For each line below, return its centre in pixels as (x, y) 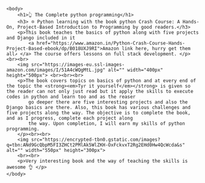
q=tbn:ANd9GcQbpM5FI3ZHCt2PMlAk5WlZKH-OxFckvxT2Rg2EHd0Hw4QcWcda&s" (96, 145)
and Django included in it (41, 38)
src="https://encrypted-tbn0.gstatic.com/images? (96, 140)
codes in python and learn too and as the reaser (71, 97)
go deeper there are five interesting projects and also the (108, 102)
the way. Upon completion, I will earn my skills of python (107, 124)
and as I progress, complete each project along (70, 118)
